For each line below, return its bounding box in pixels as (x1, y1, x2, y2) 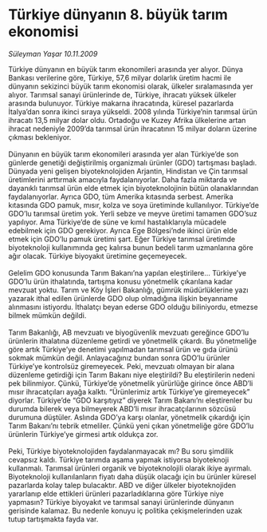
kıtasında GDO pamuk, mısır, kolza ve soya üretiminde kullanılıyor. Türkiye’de (8, 200, 259, 209)
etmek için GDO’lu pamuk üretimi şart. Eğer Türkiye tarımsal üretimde (8, 234, 236, 244)
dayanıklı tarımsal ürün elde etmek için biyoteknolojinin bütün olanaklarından (8, 183, 259, 193)
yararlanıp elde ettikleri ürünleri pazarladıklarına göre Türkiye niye (8, 489, 225, 498)
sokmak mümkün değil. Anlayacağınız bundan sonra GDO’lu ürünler (8, 353, 230, 363)
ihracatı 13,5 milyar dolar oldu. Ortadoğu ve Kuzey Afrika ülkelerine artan (8, 115, 246, 125)
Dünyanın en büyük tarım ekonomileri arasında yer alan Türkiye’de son (8, 149, 239, 159)
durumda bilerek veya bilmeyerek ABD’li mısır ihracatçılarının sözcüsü (8, 403, 237, 413)
